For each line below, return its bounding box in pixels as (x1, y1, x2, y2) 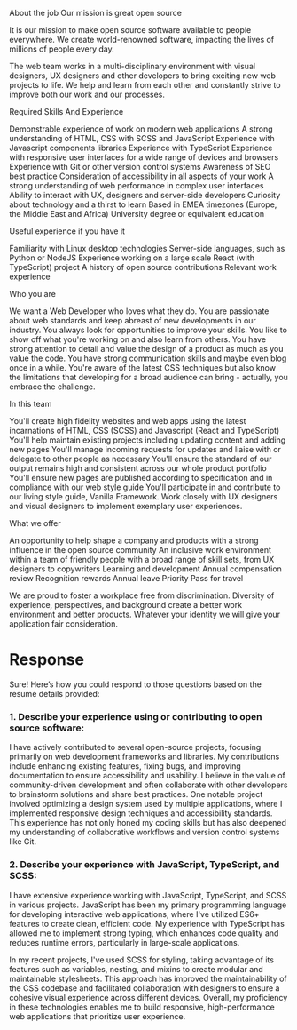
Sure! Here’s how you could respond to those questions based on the (9, 679, 262, 690)
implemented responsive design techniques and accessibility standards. (9, 808, 273, 818)
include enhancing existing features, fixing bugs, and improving (9, 761, 241, 771)
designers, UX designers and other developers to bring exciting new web (9, 70, 277, 81)
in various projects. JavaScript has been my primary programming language (9, 899, 287, 910)
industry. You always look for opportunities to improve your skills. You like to (9, 324, 288, 335)
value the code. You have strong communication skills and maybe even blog (9, 353, 287, 363)
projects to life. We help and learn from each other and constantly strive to (9, 80, 281, 90)
